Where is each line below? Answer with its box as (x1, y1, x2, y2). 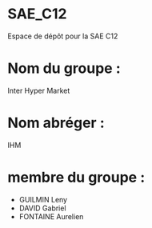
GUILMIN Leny (18, 194, 68, 204)
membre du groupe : (7, 169, 146, 186)
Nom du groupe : (7, 59, 121, 78)
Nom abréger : (7, 114, 105, 132)
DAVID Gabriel (18, 203, 66, 213)
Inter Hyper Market (7, 86, 70, 95)
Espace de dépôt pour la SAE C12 (7, 31, 118, 41)
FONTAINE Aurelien (18, 211, 84, 221)
